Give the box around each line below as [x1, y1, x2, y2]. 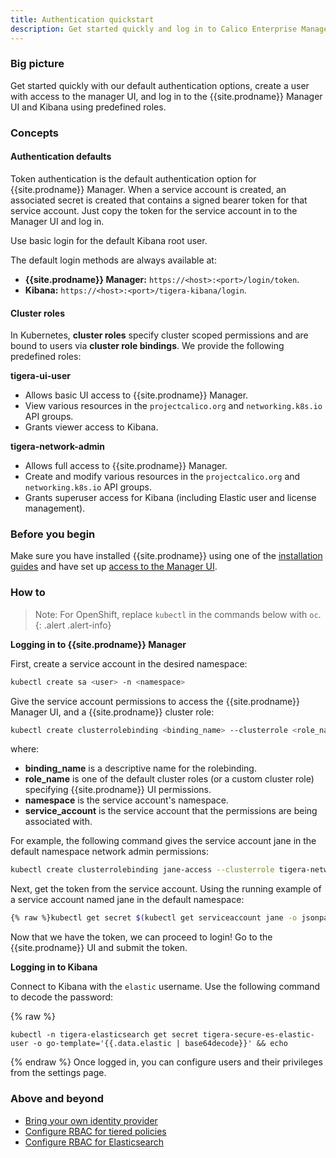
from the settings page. [10, 1067, 107, 1079]
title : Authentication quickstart [10, 14, 155, 25]
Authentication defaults [10, 151, 112, 163]
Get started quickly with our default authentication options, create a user [10, 79, 310, 91]
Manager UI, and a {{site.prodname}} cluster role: [10, 706, 215, 718]
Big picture [10, 57, 65, 71]
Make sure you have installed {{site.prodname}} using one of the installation [10, 550, 323, 562]
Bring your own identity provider [24, 1114, 158, 1126]
